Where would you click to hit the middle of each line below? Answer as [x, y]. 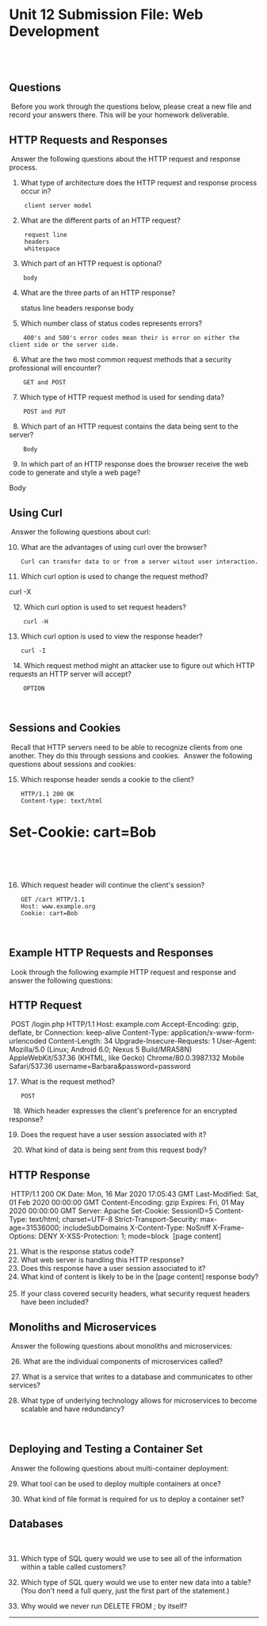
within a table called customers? [73, 1567]
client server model [58, 206]
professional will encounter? [55, 368]
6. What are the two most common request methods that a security [122, 360]
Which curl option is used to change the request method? [114, 577]
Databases [36, 1524]
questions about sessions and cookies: [72, 764]
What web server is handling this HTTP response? [102, 1260]
